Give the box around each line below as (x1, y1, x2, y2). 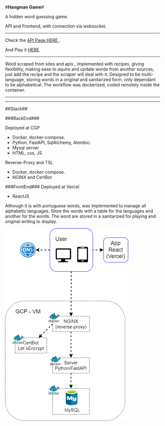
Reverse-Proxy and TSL (5, 160, 53, 165)
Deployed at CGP (5, 125, 40, 131)
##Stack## (5, 106, 28, 112)
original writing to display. (5, 219, 57, 224)
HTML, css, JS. (12, 150, 43, 156)
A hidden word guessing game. (5, 14, 68, 19)
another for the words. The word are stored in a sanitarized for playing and (5, 213, 156, 219)
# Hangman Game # (5, 4, 44, 10)
